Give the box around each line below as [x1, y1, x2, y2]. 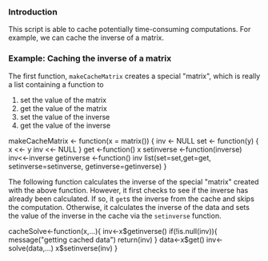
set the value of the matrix [19, 95, 106, 105]
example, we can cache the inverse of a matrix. [8, 33, 165, 42]
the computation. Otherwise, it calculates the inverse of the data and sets [8, 202, 250, 212]
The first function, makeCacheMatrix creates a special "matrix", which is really [8, 71, 261, 81]
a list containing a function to [8, 79, 104, 89]
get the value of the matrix [19, 103, 108, 113]
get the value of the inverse [19, 121, 110, 130]
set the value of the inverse [19, 112, 110, 121]
